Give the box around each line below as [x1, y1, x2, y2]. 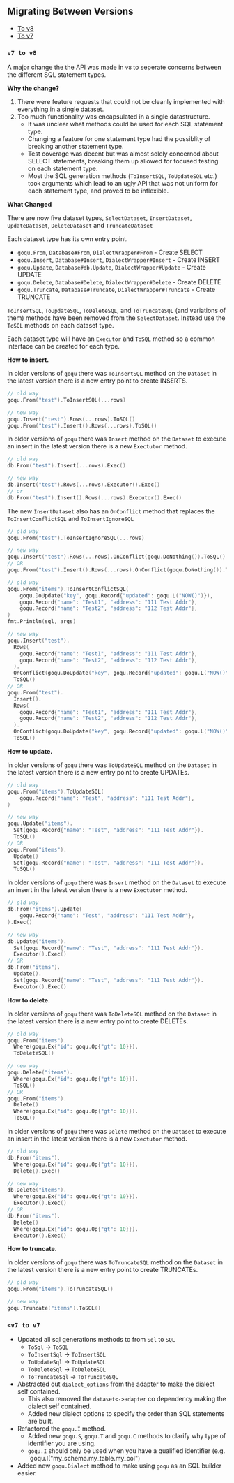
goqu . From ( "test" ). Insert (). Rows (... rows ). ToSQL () [7, 422, 157, 429]
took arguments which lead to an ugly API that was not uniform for [27, 180, 218, 188]
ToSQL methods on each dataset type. [7, 321, 114, 330]
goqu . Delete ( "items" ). [7, 1069, 73, 1076]
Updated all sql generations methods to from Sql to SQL [17, 1336, 175, 1344]
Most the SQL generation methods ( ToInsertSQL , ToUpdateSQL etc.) [27, 172, 217, 180]
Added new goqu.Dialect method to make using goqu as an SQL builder [17, 1461, 222, 1470]
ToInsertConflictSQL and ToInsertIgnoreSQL [7, 514, 134, 523]
